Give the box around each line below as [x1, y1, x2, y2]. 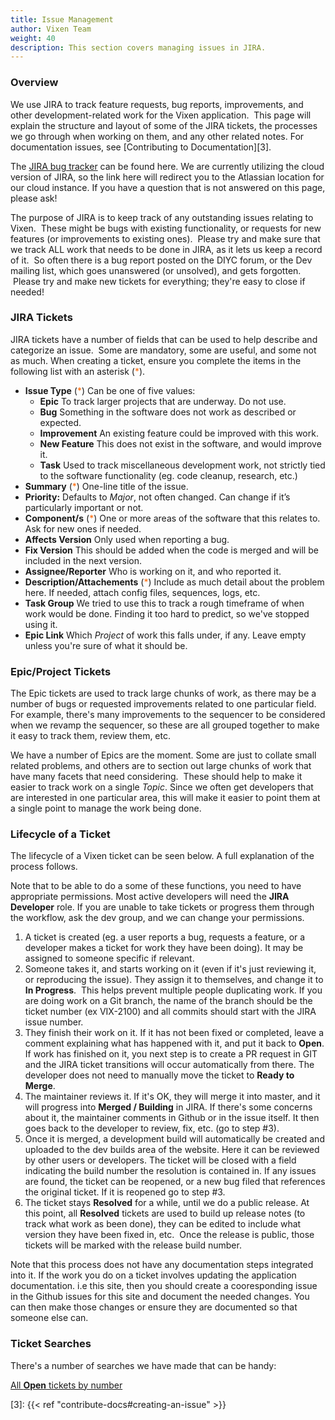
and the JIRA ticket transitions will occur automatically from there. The [24, 1059, 315, 1071]
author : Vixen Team [10, 24, 92, 34]
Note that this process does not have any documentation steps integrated [10, 1259, 314, 1271]
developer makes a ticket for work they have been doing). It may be [24, 942, 304, 954]
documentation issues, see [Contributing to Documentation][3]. [10, 141, 272, 153]
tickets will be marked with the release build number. [24, 1239, 242, 1251]
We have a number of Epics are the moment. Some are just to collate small [10, 749, 317, 761]
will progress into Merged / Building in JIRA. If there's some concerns [24, 1101, 313, 1113]
